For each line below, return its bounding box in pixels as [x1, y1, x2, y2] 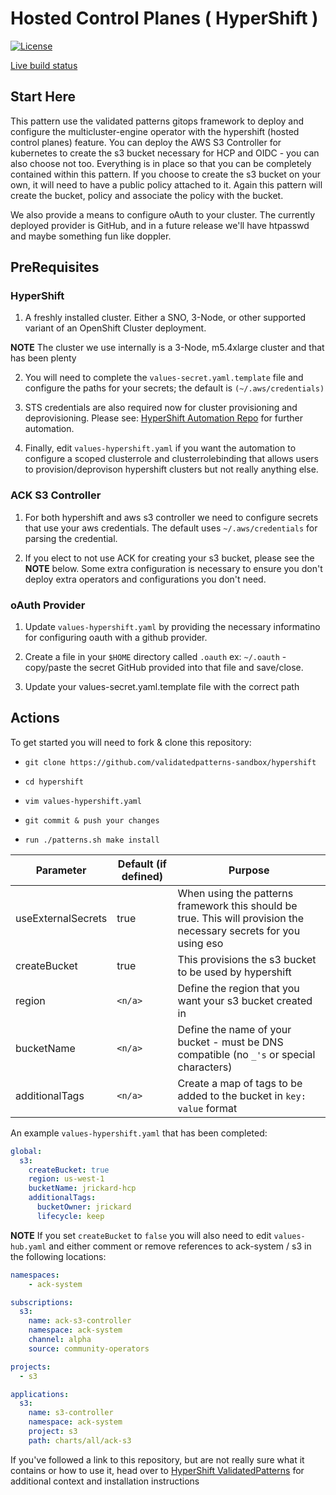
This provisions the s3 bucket [177, 952, 317, 966]
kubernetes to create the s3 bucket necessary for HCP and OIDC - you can [10, 147, 320, 159]
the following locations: [10, 1250, 107, 1262]
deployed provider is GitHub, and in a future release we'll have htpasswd [10, 219, 310, 231]
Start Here [10, 88, 77, 106]
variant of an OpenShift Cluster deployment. [24, 322, 207, 334]
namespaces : [10, 1270, 60, 1280]
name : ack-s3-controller [28, 1316, 132, 1326]
